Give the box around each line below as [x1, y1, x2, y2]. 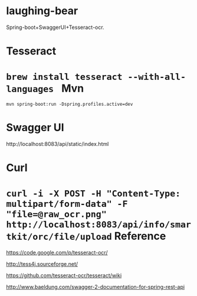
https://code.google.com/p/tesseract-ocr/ [6, 249, 108, 256]
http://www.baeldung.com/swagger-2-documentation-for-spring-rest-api [6, 284, 185, 291]
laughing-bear [6, 4, 78, 18]
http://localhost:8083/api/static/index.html [6, 141, 109, 147]
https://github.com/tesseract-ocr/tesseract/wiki [6, 272, 122, 279]
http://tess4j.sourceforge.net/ [6, 261, 78, 268]
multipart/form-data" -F [6, 199, 128, 210]
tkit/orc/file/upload [6, 232, 112, 243]
